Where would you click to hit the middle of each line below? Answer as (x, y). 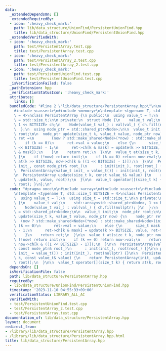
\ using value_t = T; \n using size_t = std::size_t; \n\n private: (86, 198)
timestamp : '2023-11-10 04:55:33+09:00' (52, 290)
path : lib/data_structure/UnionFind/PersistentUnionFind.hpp (78, 28)
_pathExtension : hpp (31, 88)
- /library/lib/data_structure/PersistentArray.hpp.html (65, 336)
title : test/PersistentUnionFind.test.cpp (58, 79)
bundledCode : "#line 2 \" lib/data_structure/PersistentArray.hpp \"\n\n (85, 106)
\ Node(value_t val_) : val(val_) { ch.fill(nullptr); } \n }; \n (86, 207)
